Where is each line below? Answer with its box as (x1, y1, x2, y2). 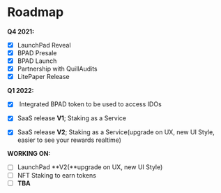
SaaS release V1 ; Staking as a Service (17, 114, 127, 122)
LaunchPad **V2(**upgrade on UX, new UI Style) (17, 163, 163, 171)
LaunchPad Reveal (17, 41, 71, 49)
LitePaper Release (17, 73, 70, 81)
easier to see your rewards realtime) (17, 136, 122, 144)
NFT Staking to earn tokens (17, 171, 96, 179)
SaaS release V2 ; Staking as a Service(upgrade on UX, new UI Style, (17, 128, 215, 136)
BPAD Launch (17, 57, 57, 65)
